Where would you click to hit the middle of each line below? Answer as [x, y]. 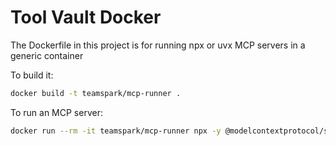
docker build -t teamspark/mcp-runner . [96, 93]
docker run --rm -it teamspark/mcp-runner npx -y [116, 131]
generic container [47, 55]
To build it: [32, 75]
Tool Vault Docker [86, 17]
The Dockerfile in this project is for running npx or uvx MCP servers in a [158, 45]
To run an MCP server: [56, 112]
